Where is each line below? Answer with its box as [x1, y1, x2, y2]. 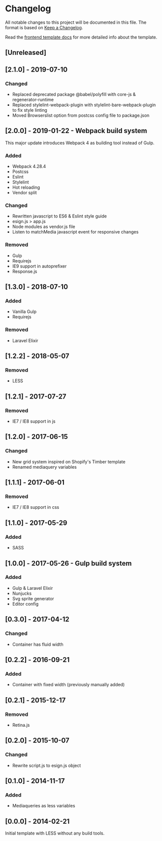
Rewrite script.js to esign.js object [12, 762, 81, 768]
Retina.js [12, 722, 30, 728]
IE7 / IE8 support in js [12, 418, 56, 424]
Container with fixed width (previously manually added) [12, 682, 125, 688]
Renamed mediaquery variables [12, 464, 77, 470]
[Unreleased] [5, 48, 47, 57]
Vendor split [12, 190, 37, 196]
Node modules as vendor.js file [12, 223, 75, 230]
